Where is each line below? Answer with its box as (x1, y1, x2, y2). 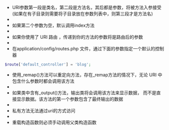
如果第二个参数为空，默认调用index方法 (12, 22, 95, 28)
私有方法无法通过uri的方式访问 (12, 107, 75, 113)
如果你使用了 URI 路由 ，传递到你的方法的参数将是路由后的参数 (12, 34, 143, 40)
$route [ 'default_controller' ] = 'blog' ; (5, 62, 92, 67)
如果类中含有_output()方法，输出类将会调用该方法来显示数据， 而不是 (12, 90, 157, 96)
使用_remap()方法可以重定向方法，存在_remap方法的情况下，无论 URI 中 (12, 72, 162, 78)
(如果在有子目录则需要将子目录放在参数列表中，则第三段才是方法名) (12, 11, 153, 17)
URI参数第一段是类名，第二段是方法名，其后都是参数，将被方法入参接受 (12, 5, 161, 10)
